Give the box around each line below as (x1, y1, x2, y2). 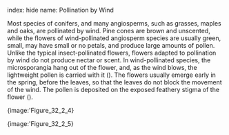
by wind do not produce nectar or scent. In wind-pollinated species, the (7, 56, 211, 64)
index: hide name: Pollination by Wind (7, 6, 114, 14)
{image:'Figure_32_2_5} (7, 120, 74, 127)
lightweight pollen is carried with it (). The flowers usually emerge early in (7, 71, 216, 79)
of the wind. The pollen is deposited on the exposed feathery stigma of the (7, 86, 219, 93)
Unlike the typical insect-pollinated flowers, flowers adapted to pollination (7, 48, 217, 57)
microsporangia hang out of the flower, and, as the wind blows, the (7, 64, 198, 71)
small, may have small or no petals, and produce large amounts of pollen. (7, 42, 215, 49)
